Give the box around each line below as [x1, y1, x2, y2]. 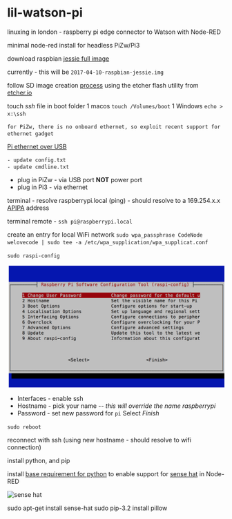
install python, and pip [7, 457, 70, 465]
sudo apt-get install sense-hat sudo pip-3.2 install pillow [7, 504, 168, 512]
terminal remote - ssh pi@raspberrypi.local [7, 217, 133, 225]
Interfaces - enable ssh [17, 395, 84, 403]
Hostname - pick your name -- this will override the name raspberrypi [17, 402, 216, 410]
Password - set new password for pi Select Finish [17, 409, 159, 418]
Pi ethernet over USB [7, 142, 67, 150]
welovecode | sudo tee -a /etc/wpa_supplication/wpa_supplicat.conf [7, 239, 209, 246]
